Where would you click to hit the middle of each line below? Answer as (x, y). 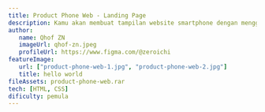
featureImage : (32, 60)
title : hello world (50, 74)
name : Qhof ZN (42, 37)
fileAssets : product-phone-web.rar (67, 81)
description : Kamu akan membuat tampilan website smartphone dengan (123, 23)
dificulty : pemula (38, 96)
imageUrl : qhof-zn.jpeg (58, 45)
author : (21, 30)
